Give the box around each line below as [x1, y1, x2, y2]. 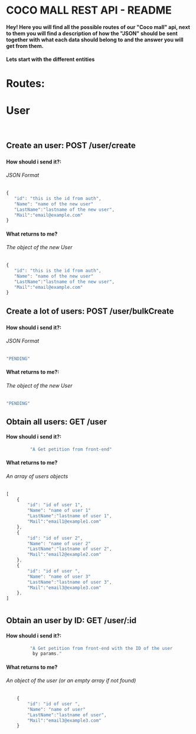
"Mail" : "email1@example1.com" [27, 519, 102, 524]
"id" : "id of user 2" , [27, 535, 83, 541]
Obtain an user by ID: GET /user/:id [6, 616, 137, 626]
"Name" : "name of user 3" [27, 574, 92, 580]
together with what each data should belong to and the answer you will [6, 36, 184, 43]
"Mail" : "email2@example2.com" [27, 552, 102, 558]
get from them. [6, 42, 44, 49]
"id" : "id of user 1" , [27, 502, 83, 508]
